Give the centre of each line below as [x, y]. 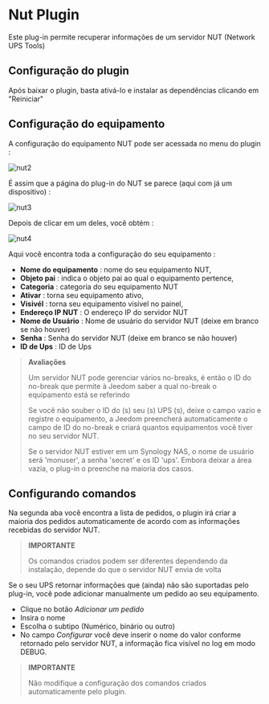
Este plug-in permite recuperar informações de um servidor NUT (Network [132, 37]
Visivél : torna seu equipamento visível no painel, [102, 304]
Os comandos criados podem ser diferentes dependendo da [128, 561]
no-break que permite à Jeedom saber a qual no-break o [122, 386]
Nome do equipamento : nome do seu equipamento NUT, [116, 269]
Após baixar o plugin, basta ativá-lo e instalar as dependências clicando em [134, 90]
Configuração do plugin [69, 71]
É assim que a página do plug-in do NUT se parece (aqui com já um [120, 183]
